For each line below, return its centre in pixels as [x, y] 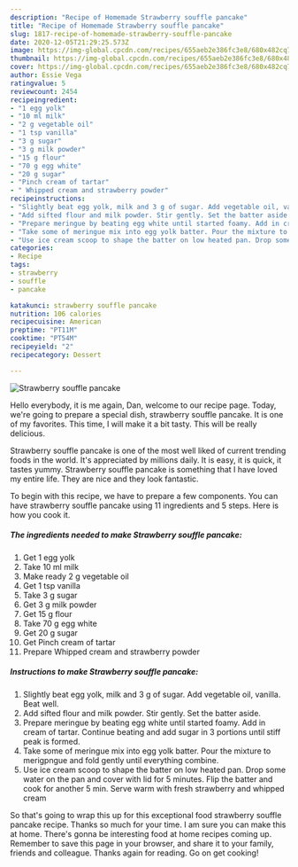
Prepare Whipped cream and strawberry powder [111, 652]
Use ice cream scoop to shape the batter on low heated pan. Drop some [154, 769]
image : [22, 51]
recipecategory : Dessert [56, 355]
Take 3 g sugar [50, 595]
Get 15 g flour [47, 613]
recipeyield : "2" [42, 347]
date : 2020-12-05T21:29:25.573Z [69, 42]
